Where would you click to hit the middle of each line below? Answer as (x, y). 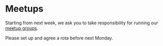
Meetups (24, 9)
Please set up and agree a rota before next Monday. (59, 38)
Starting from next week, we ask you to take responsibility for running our (82, 23)
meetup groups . (22, 28)
